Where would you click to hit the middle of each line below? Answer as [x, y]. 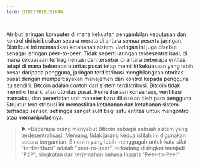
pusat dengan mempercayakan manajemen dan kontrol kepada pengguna [98, 79]
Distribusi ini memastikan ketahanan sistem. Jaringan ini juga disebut [92, 47]
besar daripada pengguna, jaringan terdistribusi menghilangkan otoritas [95, 72]
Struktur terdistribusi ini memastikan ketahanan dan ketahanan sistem [93, 104]
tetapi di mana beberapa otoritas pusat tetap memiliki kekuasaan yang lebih [100, 66]
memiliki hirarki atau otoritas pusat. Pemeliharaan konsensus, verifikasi [94, 91]
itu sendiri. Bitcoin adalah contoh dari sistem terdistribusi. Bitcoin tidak [93, 85]
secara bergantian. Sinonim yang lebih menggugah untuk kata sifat [104, 141]
